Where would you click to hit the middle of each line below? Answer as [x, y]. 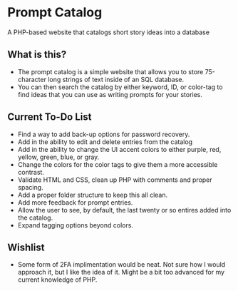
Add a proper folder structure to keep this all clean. [93, 195]
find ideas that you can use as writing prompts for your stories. [110, 94]
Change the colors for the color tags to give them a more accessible [118, 164]
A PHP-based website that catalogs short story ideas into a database [109, 32]
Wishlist [26, 247]
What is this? [37, 55]
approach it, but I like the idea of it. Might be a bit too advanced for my [121, 272]
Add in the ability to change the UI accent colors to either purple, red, [119, 149]
